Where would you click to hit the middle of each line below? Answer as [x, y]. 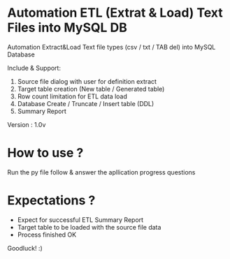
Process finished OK [47, 235]
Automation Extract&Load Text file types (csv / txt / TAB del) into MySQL [112, 47]
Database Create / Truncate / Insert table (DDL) [86, 103]
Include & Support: [34, 68]
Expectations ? [51, 201]
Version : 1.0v [27, 124]
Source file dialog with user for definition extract [87, 81]
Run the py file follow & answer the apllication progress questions [101, 172]
